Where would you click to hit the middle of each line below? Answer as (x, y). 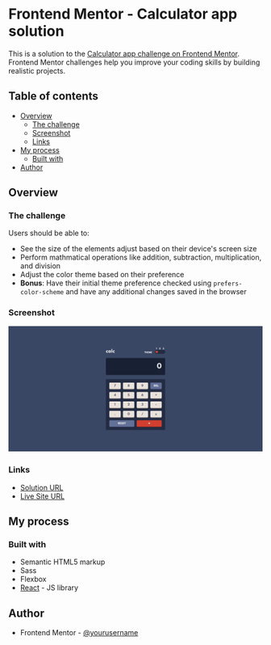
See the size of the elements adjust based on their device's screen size (138, 249)
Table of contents (53, 97)
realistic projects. (37, 70)
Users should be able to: (49, 233)
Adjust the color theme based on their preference (102, 275)
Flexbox (33, 580)
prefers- (228, 284)
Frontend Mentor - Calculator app (123, 14)
